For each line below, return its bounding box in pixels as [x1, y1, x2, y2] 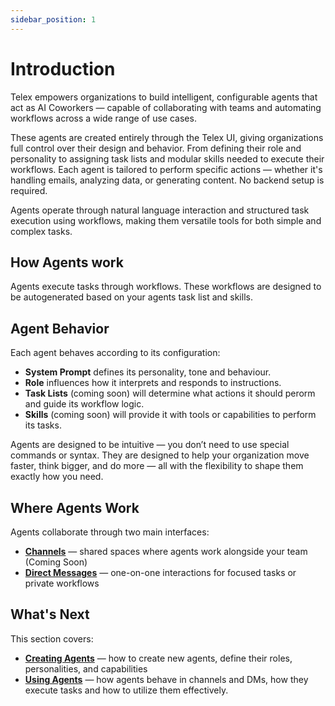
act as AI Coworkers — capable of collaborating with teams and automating [10, 101, 322, 113]
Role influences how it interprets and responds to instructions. [24, 377, 282, 389]
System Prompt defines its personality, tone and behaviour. [24, 366, 272, 378]
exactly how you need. [10, 471, 104, 483]
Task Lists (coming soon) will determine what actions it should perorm [24, 387, 316, 400]
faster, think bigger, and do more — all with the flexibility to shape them [10, 460, 304, 472]
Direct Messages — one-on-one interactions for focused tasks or [24, 567, 297, 578]
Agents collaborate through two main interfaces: [10, 526, 210, 538]
